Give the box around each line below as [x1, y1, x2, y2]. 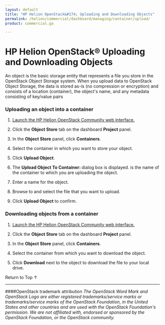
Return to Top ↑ [5, 274, 38, 280]
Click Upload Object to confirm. [12, 198, 77, 204]
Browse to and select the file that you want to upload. [12, 189, 120, 195]
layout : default [5, 7, 38, 12]
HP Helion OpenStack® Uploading [5, 46, 145, 57]
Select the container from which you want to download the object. [12, 250, 146, 256]
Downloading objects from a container [5, 210, 99, 217]
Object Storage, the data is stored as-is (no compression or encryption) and [5, 83, 159, 89]
